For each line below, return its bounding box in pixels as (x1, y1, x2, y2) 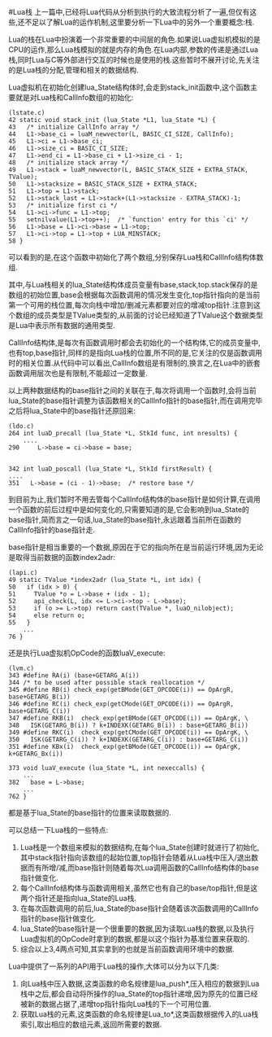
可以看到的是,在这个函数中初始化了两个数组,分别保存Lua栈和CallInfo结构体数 (8, 252, 264, 262)
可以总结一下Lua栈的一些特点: (8, 825, 109, 834)
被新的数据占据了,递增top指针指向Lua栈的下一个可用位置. (19, 1000, 212, 1009)
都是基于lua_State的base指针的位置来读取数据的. (8, 808, 172, 817)
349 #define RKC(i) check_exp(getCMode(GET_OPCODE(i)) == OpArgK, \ (8, 729, 249, 737)
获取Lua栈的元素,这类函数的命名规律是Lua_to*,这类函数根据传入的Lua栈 (19, 1009, 259, 1019)
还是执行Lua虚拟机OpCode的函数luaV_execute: (8, 648, 166, 658)
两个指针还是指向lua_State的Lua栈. (19, 894, 136, 903)
